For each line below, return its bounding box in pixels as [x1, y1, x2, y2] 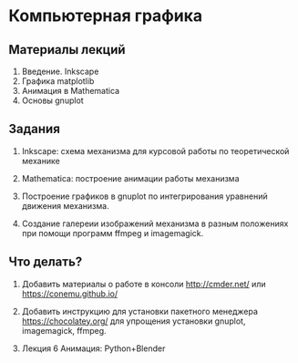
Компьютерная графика [8, 5, 203, 26]
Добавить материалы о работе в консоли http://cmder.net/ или [21, 278, 266, 289]
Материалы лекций [8, 42, 126, 57]
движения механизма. [21, 200, 110, 211]
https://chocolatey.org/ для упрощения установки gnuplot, [21, 316, 246, 327]
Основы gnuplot [21, 95, 84, 106]
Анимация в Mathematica [21, 86, 120, 96]
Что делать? [8, 254, 83, 270]
